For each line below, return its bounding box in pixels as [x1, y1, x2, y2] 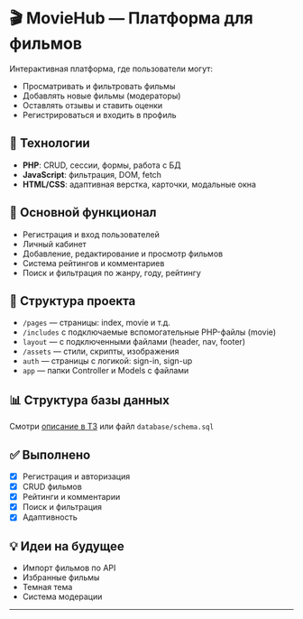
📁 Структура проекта [9, 293, 136, 309]
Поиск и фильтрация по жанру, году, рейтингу [22, 267, 201, 278]
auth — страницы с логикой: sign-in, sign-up [22, 356, 193, 366]
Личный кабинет [22, 238, 87, 249]
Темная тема [22, 582, 73, 593]
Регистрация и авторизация [22, 471, 131, 482]
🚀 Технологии [9, 135, 90, 151]
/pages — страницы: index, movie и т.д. [22, 318, 171, 328]
